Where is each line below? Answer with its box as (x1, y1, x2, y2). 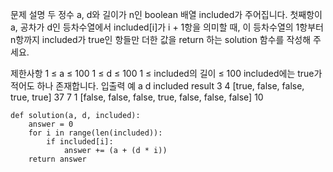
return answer (28, 154, 87, 164)
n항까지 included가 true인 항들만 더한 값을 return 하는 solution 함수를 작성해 (10, 34, 312, 45)
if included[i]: (46, 137, 114, 147)
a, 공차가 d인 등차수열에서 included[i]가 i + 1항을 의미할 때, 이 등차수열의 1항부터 (10, 21, 324, 33)
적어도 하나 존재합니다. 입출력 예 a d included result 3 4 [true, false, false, (10, 80, 305, 92)
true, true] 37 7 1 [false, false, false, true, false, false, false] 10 (10, 91, 264, 103)
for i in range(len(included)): (28, 128, 163, 138)
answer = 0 (28, 119, 74, 129)
